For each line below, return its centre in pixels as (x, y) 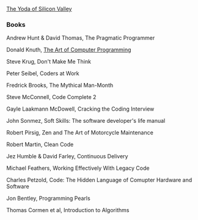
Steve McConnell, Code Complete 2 (51, 97)
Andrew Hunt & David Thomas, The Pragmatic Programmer (81, 38)
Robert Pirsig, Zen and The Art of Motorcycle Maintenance (80, 133)
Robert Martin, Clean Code (40, 145)
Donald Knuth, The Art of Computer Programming (69, 50)
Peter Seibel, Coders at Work (43, 73)
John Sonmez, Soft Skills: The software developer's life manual (86, 121)
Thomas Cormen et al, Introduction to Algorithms (68, 210)
